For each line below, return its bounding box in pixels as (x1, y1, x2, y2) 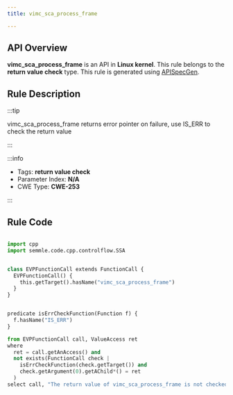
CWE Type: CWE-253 (17, 182, 80, 191)
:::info (7, 154, 24, 163)
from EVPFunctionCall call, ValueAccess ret (7, 335, 138, 343)
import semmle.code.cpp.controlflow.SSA (7, 247, 126, 254)
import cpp (7, 241, 39, 248)
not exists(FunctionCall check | (13, 355, 110, 362)
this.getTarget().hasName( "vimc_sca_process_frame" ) (19, 279, 175, 286)
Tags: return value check (17, 168, 91, 176)
